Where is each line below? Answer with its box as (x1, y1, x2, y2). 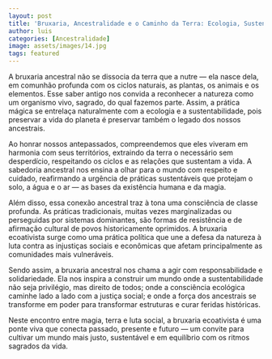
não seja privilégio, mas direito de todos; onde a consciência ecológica (8, 283, 245, 292)
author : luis (8, 27, 53, 35)
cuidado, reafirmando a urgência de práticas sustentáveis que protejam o (8, 173, 253, 183)
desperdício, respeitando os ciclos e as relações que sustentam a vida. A (8, 156, 253, 166)
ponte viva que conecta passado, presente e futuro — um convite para (8, 324, 244, 333)
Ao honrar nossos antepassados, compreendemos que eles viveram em (8, 139, 249, 148)
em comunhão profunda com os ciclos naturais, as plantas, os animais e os (8, 80, 259, 90)
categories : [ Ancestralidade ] (8, 34, 111, 43)
